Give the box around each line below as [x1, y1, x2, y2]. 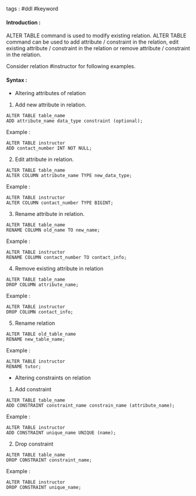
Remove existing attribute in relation [14, 265, 103, 272]
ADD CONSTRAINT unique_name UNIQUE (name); [6, 430, 117, 436]
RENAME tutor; [6, 364, 42, 370]
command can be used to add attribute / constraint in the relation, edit [6, 38, 179, 45]
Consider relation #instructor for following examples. [6, 63, 136, 70]
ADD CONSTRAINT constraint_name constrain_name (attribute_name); [6, 403, 175, 409]
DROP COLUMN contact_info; [6, 309, 73, 315]
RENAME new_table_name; [6, 336, 66, 343]
